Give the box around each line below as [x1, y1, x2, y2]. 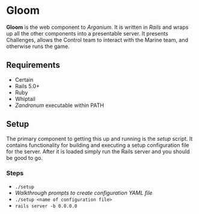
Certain [14, 76, 34, 83]
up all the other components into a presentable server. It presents [6, 29, 168, 37]
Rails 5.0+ [14, 82, 40, 90]
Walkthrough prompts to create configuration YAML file [14, 189, 153, 196]
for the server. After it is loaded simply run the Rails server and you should [6, 148, 190, 155]
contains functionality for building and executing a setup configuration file [6, 141, 189, 148]
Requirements [6, 60, 60, 70]
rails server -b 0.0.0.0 [14, 203, 78, 209]
